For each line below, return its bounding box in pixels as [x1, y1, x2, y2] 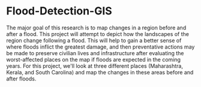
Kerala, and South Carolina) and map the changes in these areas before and [6, 68, 194, 76]
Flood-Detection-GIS [6, 4, 112, 18]
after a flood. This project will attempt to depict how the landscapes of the [6, 30, 189, 37]
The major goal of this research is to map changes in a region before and [6, 24, 187, 31]
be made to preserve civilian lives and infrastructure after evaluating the [6, 49, 184, 56]
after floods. [6, 75, 37, 82]
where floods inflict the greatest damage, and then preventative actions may [6, 43, 195, 50]
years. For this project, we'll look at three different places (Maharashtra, [6, 62, 183, 70]
